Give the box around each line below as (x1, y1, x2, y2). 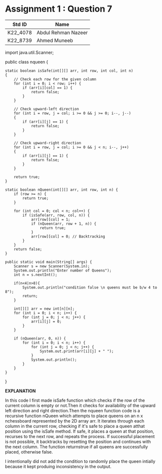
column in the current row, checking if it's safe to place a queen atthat (5, 423, 145, 429)
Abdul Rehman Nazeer (36, 29, 88, 36)
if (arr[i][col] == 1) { (22, 85, 73, 90)
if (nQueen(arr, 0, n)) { (14, 336, 66, 341)
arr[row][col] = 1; (31, 217, 70, 222)
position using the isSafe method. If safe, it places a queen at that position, (5, 428, 154, 434)
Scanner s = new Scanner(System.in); (14, 264, 90, 269)
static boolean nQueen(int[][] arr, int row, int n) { (5, 187, 118, 192)
